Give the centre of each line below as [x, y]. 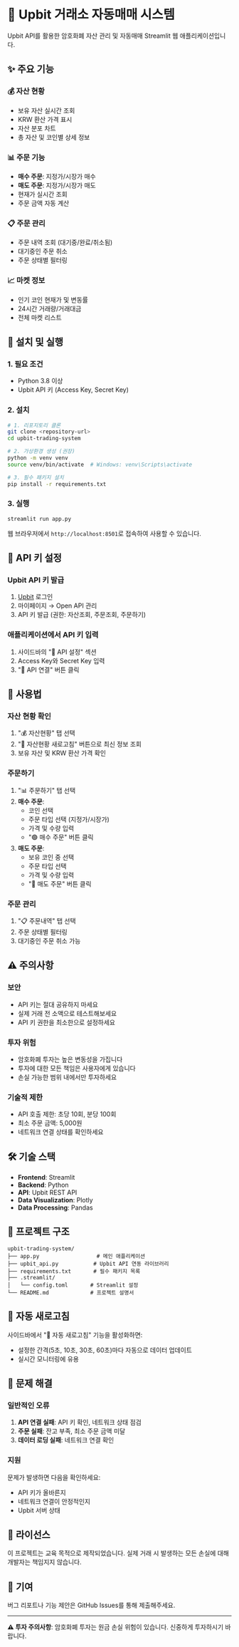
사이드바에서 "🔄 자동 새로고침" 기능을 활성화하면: [75, 1335]
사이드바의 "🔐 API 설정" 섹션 [57, 652]
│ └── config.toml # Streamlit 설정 [73, 1285]
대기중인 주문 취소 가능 [49, 940]
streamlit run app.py [39, 519]
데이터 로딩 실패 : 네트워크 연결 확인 [66, 1440]
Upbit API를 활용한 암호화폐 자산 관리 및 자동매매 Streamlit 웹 [93, 36]
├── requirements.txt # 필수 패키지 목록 [74, 1271]
